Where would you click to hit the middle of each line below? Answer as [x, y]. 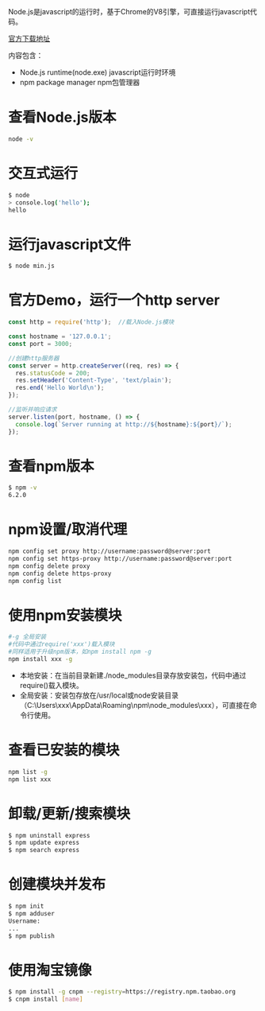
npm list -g [28, 772]
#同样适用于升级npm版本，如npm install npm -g [80, 652]
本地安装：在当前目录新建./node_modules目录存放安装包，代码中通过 [133, 675]
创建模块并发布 [57, 885]
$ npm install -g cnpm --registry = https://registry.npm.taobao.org [122, 992]
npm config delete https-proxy [60, 574]
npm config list [35, 581]
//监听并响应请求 [33, 410]
